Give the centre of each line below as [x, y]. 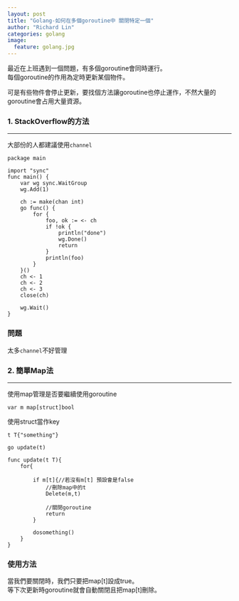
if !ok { [58, 227]
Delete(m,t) [63, 493]
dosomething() [54, 532]
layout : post [27, 14]
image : [17, 41]
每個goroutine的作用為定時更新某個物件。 [68, 77]
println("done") [82, 233]
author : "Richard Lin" [41, 27]
